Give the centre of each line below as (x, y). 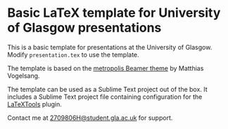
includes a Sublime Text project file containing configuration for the (105, 97)
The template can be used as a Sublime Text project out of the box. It (107, 89)
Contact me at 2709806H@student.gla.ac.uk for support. (90, 118)
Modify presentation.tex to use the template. (73, 55)
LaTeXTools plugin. (34, 104)
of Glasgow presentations (84, 28)
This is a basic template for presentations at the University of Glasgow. (110, 47)
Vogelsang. (24, 76)
